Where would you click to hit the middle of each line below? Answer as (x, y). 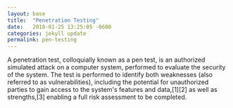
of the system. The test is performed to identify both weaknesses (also (110, 75)
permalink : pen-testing (42, 40)
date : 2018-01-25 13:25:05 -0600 (59, 27)
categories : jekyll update (47, 33)
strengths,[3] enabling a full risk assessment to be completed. (97, 97)
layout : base (26, 14)
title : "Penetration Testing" (53, 20)
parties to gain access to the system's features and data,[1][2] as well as (112, 90)
